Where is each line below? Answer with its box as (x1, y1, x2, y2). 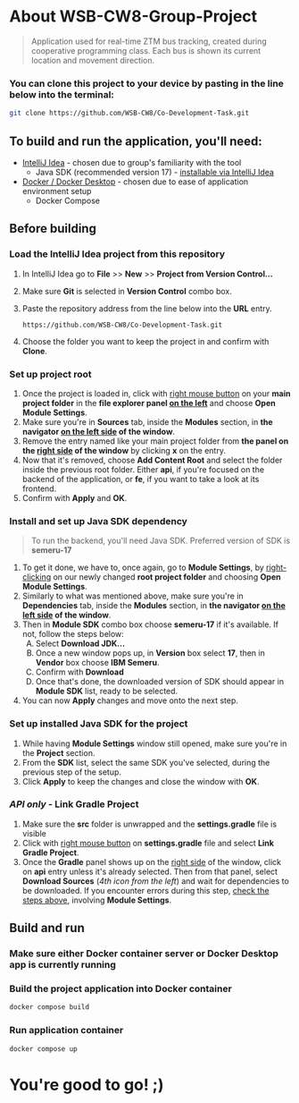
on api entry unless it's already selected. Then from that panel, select (21, 866, 278, 877)
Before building (9, 221, 96, 236)
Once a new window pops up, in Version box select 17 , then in (35, 648, 265, 658)
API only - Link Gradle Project (9, 798, 139, 810)
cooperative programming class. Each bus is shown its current (30, 45, 262, 55)
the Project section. (21, 747, 96, 758)
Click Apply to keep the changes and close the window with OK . (21, 776, 260, 786)
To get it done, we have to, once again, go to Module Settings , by (21, 562, 265, 573)
